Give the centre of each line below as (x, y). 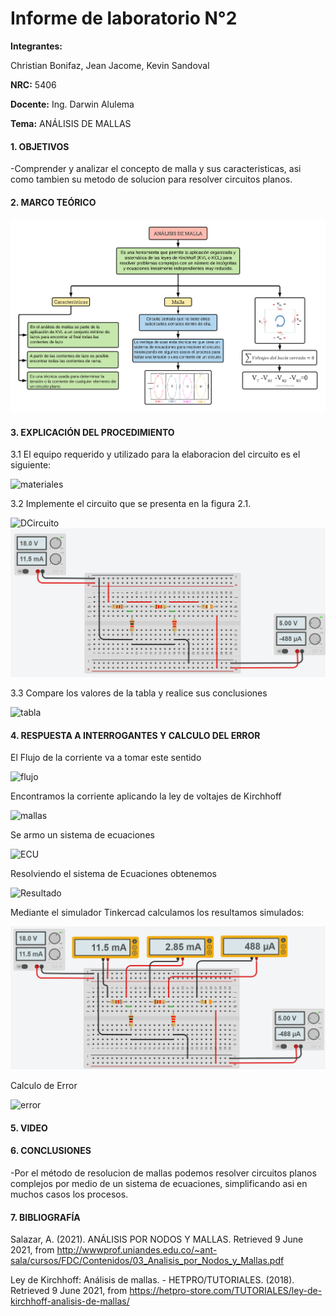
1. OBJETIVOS (40, 146)
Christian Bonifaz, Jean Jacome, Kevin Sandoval (110, 65)
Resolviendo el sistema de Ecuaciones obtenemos (113, 874)
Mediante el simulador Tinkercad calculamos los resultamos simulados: (157, 913)
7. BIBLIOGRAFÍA (45, 1217)
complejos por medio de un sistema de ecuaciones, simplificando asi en (159, 1183)
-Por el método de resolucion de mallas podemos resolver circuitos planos (163, 1173)
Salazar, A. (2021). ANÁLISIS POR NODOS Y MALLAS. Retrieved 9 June (157, 1239)
